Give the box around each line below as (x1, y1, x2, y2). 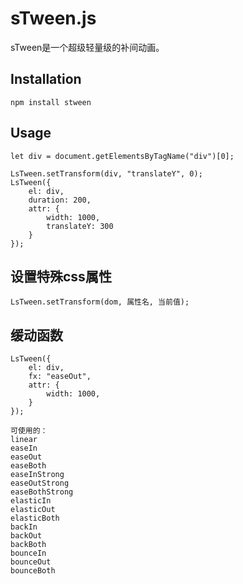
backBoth (10, 540, 47, 550)
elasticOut (10, 505, 56, 515)
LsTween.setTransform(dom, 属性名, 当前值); (10, 297, 190, 307)
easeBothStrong (10, 487, 74, 497)
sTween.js (10, 7, 97, 30)
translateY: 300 (46, 221, 114, 231)
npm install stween (10, 97, 92, 107)
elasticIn (10, 496, 52, 506)
